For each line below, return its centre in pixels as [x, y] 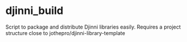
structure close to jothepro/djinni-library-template [65, 33]
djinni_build [35, 11]
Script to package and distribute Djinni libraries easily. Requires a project [93, 27]
